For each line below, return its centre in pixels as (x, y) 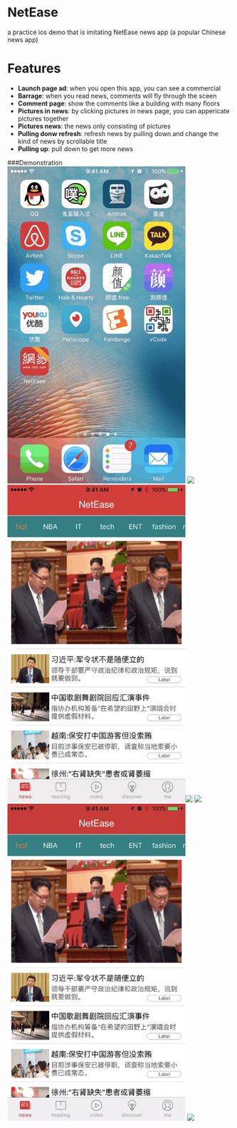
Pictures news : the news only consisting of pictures (94, 126)
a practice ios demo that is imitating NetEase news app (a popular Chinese (117, 32)
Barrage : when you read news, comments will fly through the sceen (117, 95)
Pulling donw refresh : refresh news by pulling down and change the (118, 133)
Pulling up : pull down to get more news (75, 149)
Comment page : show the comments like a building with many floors (119, 103)
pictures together (43, 118)
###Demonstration (35, 162)
